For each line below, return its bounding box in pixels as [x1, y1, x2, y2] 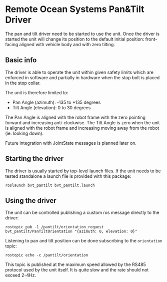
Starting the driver [5, 154, 64, 163]
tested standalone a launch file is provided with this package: [5, 173, 131, 179]
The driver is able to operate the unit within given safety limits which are [5, 69, 154, 75]
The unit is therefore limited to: [5, 89, 68, 96]
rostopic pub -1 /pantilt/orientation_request [5, 224, 104, 230]
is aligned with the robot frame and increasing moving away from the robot [5, 125, 159, 131]
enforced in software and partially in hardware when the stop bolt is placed [5, 74, 160, 81]
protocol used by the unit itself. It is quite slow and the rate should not [5, 267, 149, 273]
